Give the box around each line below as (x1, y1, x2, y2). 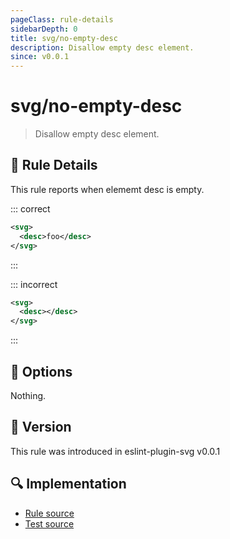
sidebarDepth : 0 (10, 24, 78, 34)
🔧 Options (10, 363, 73, 380)
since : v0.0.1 (10, 52, 70, 62)
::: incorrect (10, 278, 58, 290)
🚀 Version (10, 419, 72, 436)
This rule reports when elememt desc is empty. (10, 183, 205, 195)
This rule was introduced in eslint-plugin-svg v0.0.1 (10, 445, 221, 457)
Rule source (24, 507, 75, 519)
